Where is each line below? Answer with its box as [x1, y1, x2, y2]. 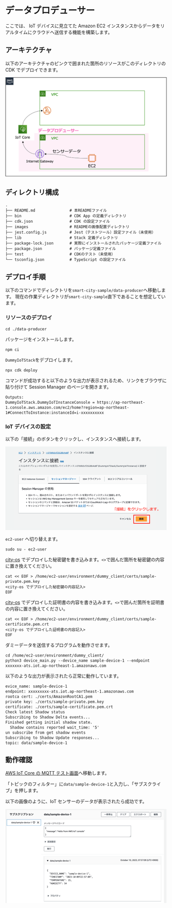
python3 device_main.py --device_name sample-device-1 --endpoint [5, 658, 150, 663]
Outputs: [5, 395, 24, 400]
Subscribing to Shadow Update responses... [5, 735, 100, 740]
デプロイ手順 [5, 272, 46, 281]
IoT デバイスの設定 [5, 423, 51, 430]
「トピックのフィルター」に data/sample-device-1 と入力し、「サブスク [5, 781, 152, 787]
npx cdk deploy [5, 368, 38, 373]
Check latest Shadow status [5, 709, 66, 715]
